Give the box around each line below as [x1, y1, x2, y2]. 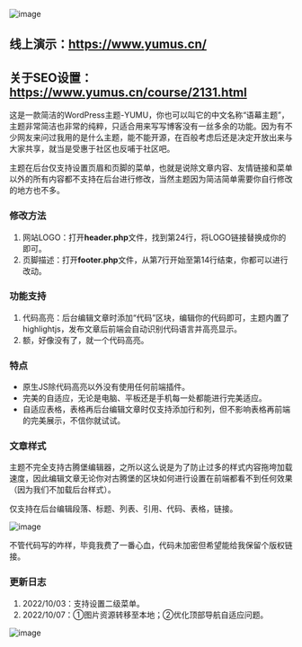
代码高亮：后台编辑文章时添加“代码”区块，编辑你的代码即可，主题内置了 [22, 312, 290, 323]
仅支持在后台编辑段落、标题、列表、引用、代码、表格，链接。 [9, 503, 238, 514]
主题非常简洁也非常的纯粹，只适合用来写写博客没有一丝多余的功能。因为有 [9, 121, 285, 132]
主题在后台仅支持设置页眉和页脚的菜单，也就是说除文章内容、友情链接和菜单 [9, 163, 293, 173]
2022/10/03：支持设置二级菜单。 [22, 598, 146, 608]
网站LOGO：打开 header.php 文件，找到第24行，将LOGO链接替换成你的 [22, 232, 287, 243]
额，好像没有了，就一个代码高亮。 [22, 334, 149, 345]
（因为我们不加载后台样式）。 [9, 484, 116, 495]
